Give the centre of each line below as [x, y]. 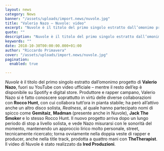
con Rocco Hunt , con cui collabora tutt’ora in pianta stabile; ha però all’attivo [82, 103]
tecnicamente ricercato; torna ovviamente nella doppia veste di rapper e [78, 134]
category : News [20, 14]
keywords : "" [18, 41]
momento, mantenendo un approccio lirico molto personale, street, [72, 129]
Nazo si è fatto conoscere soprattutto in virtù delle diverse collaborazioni [78, 97]
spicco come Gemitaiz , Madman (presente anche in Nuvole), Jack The [77, 113]
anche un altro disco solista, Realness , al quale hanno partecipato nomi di [79, 108]
